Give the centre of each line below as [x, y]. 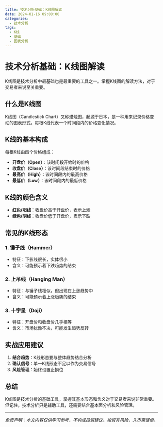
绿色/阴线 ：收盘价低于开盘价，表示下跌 [51, 216]
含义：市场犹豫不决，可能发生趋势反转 [50, 328]
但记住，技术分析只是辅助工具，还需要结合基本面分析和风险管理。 [71, 405]
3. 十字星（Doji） [25, 310]
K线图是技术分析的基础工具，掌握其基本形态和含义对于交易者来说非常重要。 [81, 399]
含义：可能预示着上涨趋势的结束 [44, 297]
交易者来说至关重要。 [26, 87]
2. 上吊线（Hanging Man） [36, 279]
